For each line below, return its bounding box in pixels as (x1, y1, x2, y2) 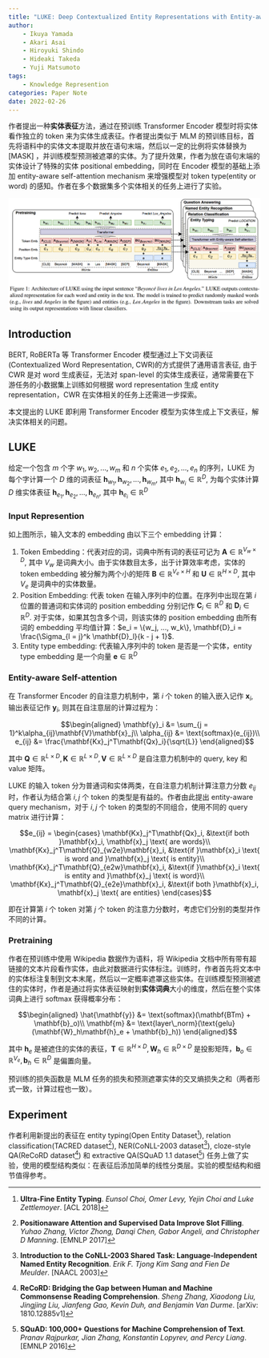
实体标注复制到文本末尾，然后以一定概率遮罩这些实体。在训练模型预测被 (14, 974, 254, 984)
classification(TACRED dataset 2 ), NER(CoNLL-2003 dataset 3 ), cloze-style (8, 1139, 251, 1151)
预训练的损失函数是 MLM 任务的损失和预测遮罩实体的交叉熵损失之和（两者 (8, 1074, 254, 1084)
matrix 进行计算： (8, 812, 66, 822)
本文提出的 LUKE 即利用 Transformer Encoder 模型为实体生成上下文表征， (8, 407, 252, 416)
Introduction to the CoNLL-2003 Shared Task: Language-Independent (19, 1250, 258, 1260)
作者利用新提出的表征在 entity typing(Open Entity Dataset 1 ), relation (8, 1129, 231, 1140)
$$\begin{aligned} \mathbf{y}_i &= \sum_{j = (60, 720, 209, 729)
